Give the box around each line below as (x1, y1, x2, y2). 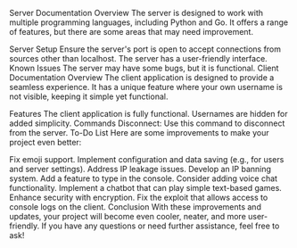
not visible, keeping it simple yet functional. (9, 91, 169, 102)
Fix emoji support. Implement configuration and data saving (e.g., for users (9, 154, 285, 164)
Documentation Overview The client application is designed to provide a (9, 72, 275, 83)
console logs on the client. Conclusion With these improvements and (9, 202, 261, 212)
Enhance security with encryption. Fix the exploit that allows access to (9, 192, 268, 203)
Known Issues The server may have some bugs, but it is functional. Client (9, 62, 279, 73)
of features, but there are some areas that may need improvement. (9, 27, 254, 37)
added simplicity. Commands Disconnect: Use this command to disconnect (9, 118, 285, 128)
